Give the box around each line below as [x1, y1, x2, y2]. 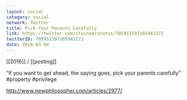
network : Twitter [6, 20, 49, 25]
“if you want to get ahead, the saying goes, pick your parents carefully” [6, 69, 181, 76]
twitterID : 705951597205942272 [6, 36, 84, 42]
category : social [6, 14, 49, 20]
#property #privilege [6, 75, 57, 83]
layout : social [6, 8, 44, 15]
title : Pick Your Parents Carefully [6, 25, 97, 31]
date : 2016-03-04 [6, 42, 49, 48]
